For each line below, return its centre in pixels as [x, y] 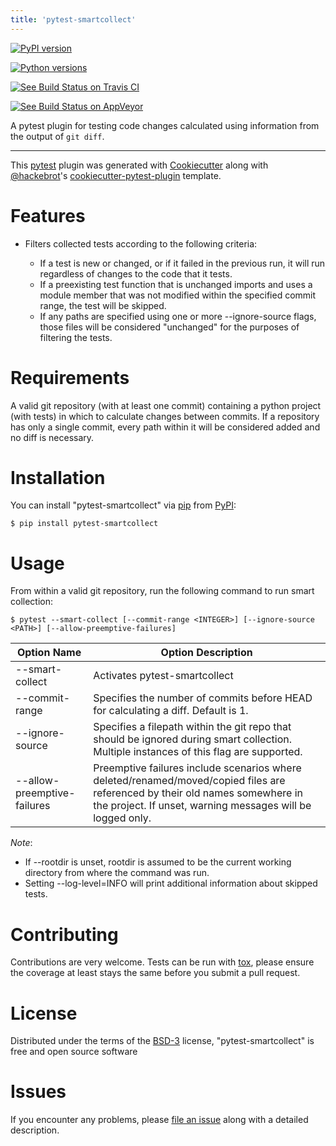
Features [48, 215]
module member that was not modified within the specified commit [178, 295]
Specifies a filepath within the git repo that [192, 727]
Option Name [49, 653]
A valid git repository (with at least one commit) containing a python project [166, 405]
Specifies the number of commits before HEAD [203, 698]
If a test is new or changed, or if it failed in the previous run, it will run [182, 263]
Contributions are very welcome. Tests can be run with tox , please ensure [162, 962]
